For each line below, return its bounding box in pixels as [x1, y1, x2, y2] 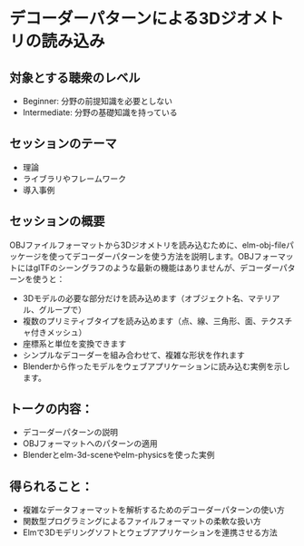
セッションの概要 [9, 214, 105, 229]
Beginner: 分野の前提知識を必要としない [22, 96, 173, 106]
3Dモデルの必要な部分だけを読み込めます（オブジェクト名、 [22, 292, 249, 304]
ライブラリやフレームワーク [22, 173, 127, 184]
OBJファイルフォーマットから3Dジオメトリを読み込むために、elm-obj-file [9, 239, 287, 250]
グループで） [38, 304, 86, 315]
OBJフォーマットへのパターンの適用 [22, 438, 158, 449]
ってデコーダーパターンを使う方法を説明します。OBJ [56, 250, 254, 261]
